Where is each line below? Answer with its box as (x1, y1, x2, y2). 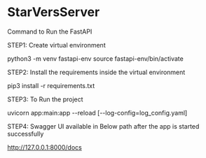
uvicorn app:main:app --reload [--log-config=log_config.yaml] (7, 108, 188, 117)
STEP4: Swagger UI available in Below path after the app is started (7, 122, 200, 130)
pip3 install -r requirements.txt (7, 81, 95, 89)
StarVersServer (7, 4, 100, 20)
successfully (7, 129, 44, 138)
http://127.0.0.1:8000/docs (7, 143, 82, 151)
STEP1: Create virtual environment (7, 41, 107, 49)
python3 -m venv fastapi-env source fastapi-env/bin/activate (7, 54, 184, 63)
